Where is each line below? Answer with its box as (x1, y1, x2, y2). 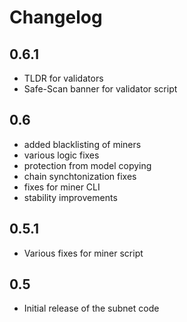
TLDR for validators (23, 72, 104, 84)
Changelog (9, 6, 103, 29)
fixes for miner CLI (23, 181, 101, 193)
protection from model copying (23, 159, 152, 171)
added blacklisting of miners (23, 138, 142, 150)
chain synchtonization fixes (23, 170, 137, 182)
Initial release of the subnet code (23, 302, 160, 315)
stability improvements (23, 191, 118, 203)
